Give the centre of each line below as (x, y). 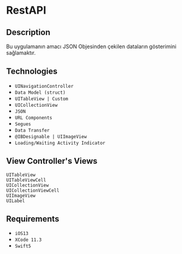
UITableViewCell (26, 180)
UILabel (16, 201)
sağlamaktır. (21, 53)
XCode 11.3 (28, 240)
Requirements (33, 219)
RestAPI (26, 10)
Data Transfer (32, 130)
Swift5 (23, 246)
